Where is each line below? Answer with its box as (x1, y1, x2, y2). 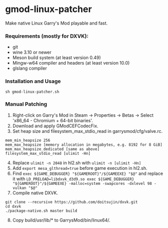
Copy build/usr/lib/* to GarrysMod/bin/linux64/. (12, 217, 111, 223)
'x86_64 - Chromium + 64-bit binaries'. (12, 117, 93, 123)
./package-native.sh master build (5, 208, 78, 213)
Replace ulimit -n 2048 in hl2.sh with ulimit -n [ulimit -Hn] (12, 159, 141, 166)
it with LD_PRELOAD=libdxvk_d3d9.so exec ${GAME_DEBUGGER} (12, 175, 134, 181)
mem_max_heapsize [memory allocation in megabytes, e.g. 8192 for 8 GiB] (5, 142, 163, 147)
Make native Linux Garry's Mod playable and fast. (5, 20, 108, 26)
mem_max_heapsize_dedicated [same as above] (5, 146, 100, 151)
